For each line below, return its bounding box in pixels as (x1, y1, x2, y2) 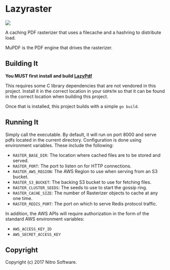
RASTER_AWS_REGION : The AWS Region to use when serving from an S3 (12, 168, 158, 174)
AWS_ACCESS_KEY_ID (12, 226, 52, 231)
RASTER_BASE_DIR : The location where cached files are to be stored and (12, 152, 161, 158)
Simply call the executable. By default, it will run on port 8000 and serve (5, 131, 157, 138)
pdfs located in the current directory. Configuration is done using (5, 137, 141, 143)
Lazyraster (5, 3, 52, 15)
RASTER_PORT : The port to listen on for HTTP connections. (12, 163, 132, 169)
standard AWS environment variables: (5, 216, 85, 222)
